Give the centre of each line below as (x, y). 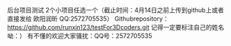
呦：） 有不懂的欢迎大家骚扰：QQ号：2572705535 (80, 36)
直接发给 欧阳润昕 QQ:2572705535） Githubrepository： (88, 19)
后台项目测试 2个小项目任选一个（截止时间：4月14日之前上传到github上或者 (115, 10)
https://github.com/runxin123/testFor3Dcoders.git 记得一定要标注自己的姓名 (116, 27)
